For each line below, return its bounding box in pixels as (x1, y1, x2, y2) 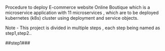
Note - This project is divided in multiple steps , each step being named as (5, 25, 160, 31)
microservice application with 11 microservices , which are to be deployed (5, 10, 159, 16)
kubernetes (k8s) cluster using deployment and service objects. (5, 15, 139, 21)
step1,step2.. (5, 30, 32, 36)
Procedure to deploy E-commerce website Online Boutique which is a (5, 5, 150, 10)
